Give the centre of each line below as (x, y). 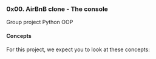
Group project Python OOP (40, 22)
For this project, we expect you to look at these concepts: (78, 49)
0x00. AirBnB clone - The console (57, 9)
